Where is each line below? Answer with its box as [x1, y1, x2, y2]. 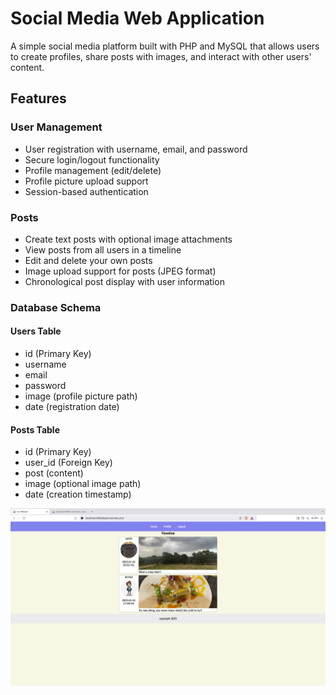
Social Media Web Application [10, 7, 265, 30]
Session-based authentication [24, 185, 149, 197]
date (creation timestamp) [24, 488, 132, 501]
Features [10, 90, 67, 107]
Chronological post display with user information [24, 275, 225, 287]
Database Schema [10, 300, 102, 314]
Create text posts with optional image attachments [24, 233, 233, 245]
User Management [10, 120, 103, 134]
